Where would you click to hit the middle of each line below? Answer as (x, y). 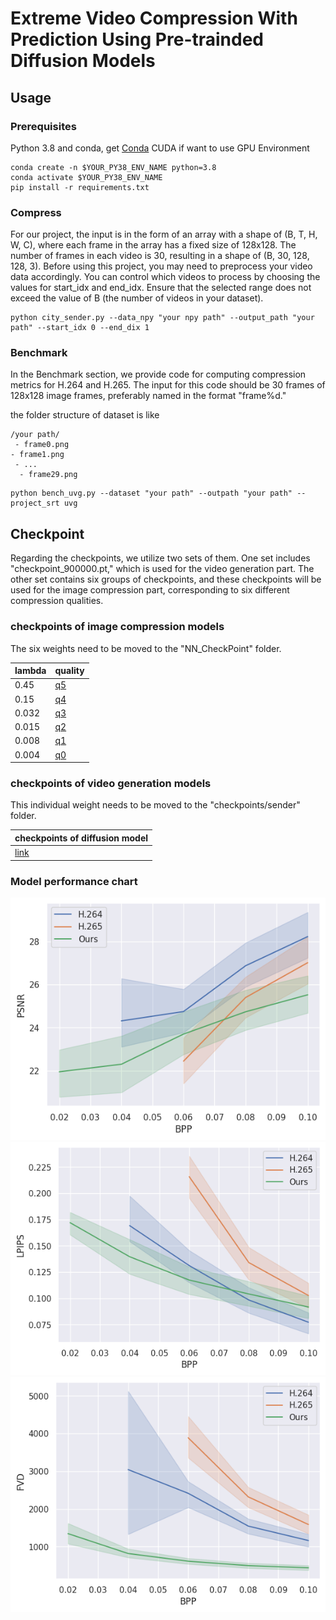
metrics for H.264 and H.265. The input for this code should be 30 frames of (168, 385)
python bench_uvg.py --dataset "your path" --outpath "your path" (151, 493)
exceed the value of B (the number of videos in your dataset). (137, 298)
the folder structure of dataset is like (85, 415)
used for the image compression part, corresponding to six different (150, 590)
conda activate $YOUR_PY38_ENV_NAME (86, 177)
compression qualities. (57, 601)
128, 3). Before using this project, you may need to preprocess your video (161, 266)
